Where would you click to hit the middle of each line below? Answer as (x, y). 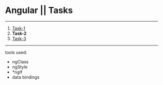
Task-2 (19, 33)
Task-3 (19, 38)
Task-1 (19, 28)
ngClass (20, 62)
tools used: (16, 52)
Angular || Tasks (39, 10)
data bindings (26, 77)
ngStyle (20, 67)
